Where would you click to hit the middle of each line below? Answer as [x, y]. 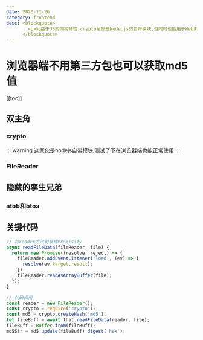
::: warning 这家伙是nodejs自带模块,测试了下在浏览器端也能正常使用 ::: [93, 150]
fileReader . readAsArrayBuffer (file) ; [65, 275]
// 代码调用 [20, 297]
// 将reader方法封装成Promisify [44, 242]
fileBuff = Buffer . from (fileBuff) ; [51, 326]
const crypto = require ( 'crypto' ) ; [51, 309]
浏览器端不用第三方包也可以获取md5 [97, 66]
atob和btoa [23, 206]
